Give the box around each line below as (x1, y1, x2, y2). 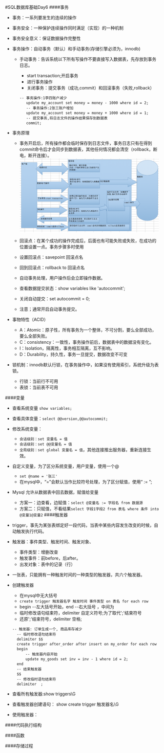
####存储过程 (5, 743, 33, 749)
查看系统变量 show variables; (12, 405, 72, 411)
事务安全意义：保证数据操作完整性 (12, 36, 81, 41)
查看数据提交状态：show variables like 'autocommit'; (19, 286, 125, 291)
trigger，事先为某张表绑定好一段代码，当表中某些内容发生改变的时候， (12, 522, 154, 528)
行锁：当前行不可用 (19, 378, 59, 384)
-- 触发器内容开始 (25, 652, 58, 657)
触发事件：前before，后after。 (19, 555, 81, 561)
